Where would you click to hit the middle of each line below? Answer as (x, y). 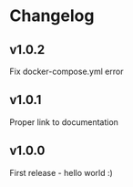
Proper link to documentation (64, 122)
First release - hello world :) (61, 172)
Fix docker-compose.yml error (66, 71)
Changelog (52, 16)
